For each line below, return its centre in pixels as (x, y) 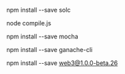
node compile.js (29, 23)
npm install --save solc (39, 10)
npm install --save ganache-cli (50, 50)
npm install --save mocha (42, 36)
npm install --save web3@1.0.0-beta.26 (62, 63)
